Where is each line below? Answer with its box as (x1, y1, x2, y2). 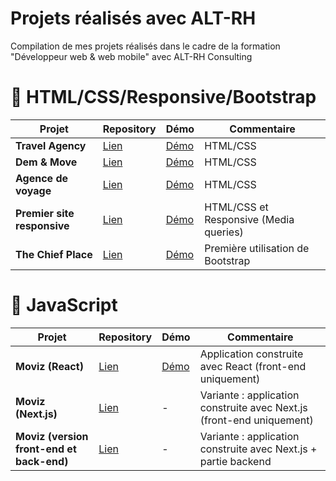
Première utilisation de (204, 241, 310, 255)
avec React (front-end (199, 359, 307, 373)
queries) (204, 225, 244, 239)
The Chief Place (15, 247, 93, 261)
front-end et (15, 442, 77, 456)
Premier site (15, 206, 75, 220)
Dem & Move (15, 155, 78, 169)
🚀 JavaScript (10, 294, 118, 317)
